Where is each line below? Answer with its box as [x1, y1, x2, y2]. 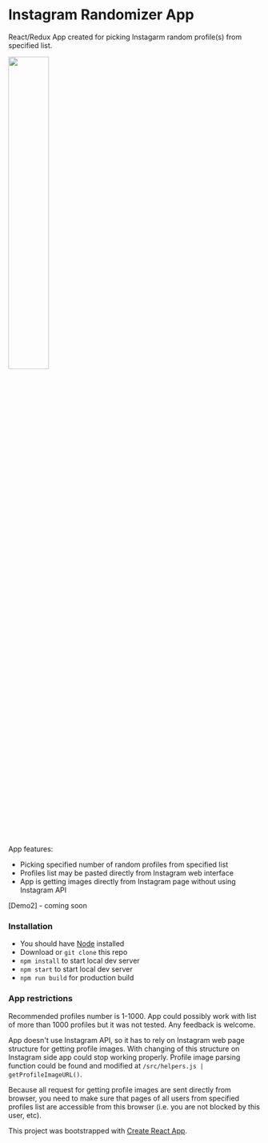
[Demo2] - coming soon [8, 900, 88, 910]
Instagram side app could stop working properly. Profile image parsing [8, 1052, 241, 1062]
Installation [8, 920, 54, 932]
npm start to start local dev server [19, 964, 134, 974]
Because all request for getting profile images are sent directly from [8, 1085, 232, 1094]
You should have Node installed [19, 939, 125, 948]
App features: [8, 843, 54, 854]
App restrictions [8, 993, 74, 1004]
